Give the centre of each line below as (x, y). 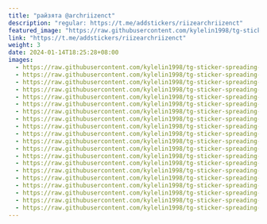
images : (21, 60)
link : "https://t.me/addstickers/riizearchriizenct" (97, 38)
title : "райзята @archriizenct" (62, 15)
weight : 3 (25, 45)
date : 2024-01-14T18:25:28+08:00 (64, 52)
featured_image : (35, 30)
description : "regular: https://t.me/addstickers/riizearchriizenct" (126, 23)
